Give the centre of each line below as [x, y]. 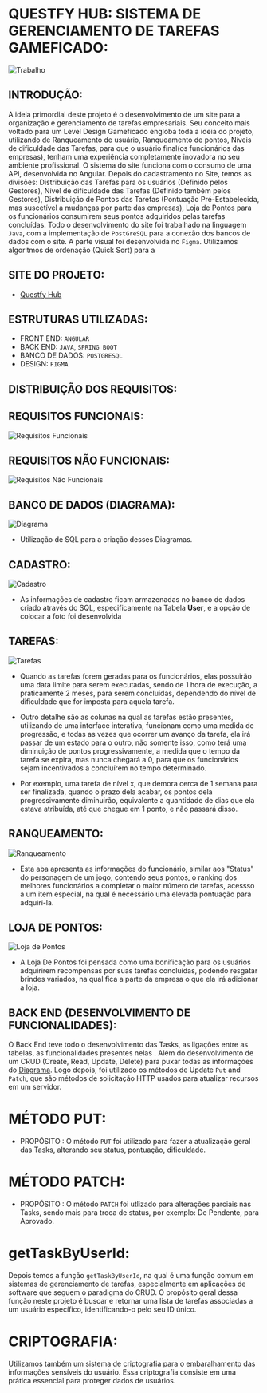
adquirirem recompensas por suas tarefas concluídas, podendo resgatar [139, 971]
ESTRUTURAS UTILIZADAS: [78, 319]
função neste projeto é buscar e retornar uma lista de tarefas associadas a [131, 1301]
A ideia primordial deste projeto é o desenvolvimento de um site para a [124, 114]
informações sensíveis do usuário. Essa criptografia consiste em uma [122, 1372]
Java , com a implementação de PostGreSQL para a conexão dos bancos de [130, 233]
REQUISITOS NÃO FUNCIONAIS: [89, 460]
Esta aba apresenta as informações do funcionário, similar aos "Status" [137, 869]
